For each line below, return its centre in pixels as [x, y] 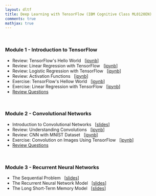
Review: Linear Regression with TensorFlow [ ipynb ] [65, 65]
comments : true [21, 19]
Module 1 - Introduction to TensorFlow [51, 50]
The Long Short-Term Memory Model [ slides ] [59, 188]
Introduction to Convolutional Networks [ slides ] [61, 124]
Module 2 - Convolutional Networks [48, 114]
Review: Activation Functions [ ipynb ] [50, 76]
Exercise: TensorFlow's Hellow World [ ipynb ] [58, 81]
